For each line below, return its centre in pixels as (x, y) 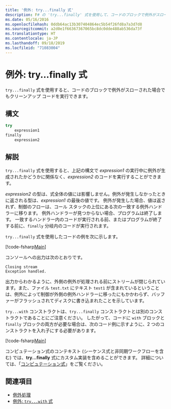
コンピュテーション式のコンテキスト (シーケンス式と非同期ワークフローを (82, 351)
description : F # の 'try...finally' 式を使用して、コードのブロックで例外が (81, 15)
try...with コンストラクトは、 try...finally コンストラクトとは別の (77, 311)
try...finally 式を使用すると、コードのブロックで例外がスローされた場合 (83, 90)
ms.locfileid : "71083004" (33, 48)
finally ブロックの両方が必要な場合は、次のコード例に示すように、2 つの (83, 324)
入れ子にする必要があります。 (67, 330)
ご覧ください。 (90, 364)
